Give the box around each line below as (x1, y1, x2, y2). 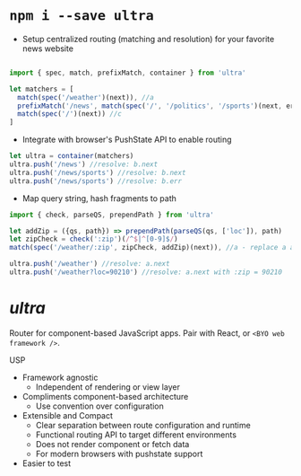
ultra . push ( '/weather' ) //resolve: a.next (9, 260, 170, 269)
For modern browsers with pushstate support (35, 448, 203, 459)
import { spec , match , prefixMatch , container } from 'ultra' (9, 68, 246, 77)
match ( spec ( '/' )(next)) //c (17, 110, 123, 119)
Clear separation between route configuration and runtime (35, 419, 251, 430)
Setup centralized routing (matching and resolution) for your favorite (21, 33, 275, 44)
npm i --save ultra (9, 7, 154, 24)
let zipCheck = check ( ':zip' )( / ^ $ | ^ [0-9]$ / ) (9, 234, 178, 244)
